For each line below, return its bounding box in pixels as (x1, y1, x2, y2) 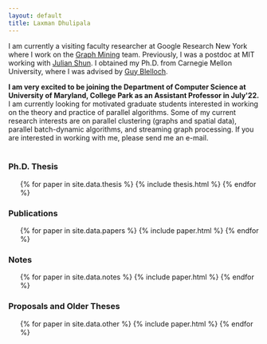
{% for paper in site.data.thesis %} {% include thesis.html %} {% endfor (19, 179, 257, 188)
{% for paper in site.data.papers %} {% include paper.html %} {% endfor (19, 226, 259, 235)
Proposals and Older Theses (8, 301, 120, 312)
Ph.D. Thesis (8, 161, 58, 172)
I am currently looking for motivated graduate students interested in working (8, 99, 259, 109)
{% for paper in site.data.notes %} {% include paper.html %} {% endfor (19, 272, 255, 282)
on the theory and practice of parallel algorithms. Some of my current (8, 107, 237, 117)
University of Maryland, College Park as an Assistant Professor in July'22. (8, 90, 260, 100)
